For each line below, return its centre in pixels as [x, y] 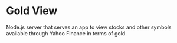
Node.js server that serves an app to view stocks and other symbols [89, 27]
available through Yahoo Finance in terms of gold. [66, 33]
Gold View [32, 11]
